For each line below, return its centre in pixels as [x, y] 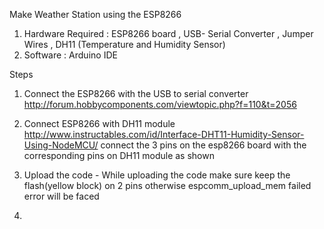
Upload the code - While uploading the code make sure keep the [157, 175]
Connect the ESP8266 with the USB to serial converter [136, 93]
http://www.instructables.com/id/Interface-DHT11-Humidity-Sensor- [164, 134]
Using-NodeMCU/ [61, 145]
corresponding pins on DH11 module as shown [119, 155]
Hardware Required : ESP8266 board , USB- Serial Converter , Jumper [168, 33]
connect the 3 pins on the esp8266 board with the [203, 145]
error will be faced [61, 196]
